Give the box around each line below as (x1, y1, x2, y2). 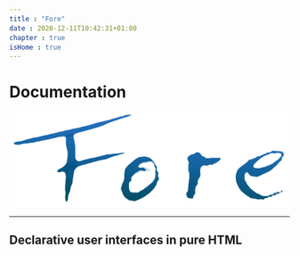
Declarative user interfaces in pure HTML (9, 233, 243, 248)
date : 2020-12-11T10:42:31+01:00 (9, 23, 138, 33)
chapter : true (9, 33, 66, 42)
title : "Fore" (9, 14, 66, 23)
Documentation (9, 82, 127, 103)
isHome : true (9, 43, 62, 52)
